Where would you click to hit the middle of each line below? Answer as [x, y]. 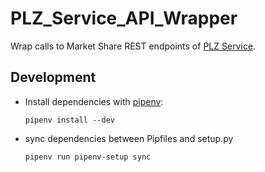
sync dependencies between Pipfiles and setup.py [129, 138]
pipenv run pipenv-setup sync [88, 157]
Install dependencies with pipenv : [94, 101]
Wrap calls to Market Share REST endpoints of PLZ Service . [133, 46]
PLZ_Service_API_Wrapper [124, 18]
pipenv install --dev [69, 120]
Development [53, 77]
